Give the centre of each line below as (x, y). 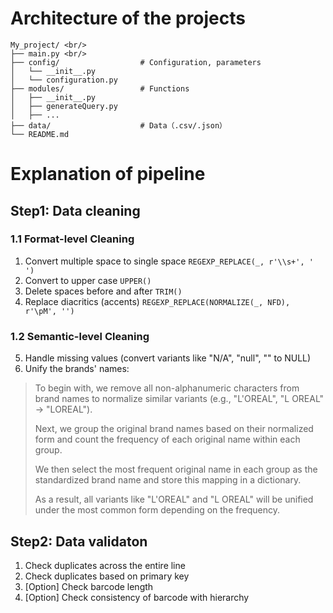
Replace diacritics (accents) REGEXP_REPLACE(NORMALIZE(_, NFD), (157, 301)
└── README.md (40, 134)
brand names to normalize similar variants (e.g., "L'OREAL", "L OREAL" (179, 399)
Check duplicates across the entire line (105, 565)
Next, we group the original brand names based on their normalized (174, 429)
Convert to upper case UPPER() (88, 280)
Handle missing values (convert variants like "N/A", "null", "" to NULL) (168, 358)
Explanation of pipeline (108, 174)
